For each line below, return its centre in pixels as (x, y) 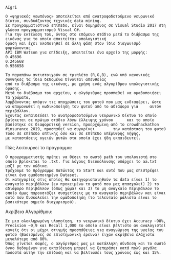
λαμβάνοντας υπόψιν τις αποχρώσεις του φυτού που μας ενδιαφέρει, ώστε (83, 102)
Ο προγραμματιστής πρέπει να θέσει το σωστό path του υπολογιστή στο (81, 157)
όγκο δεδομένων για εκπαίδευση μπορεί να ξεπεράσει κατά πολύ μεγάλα (81, 248)
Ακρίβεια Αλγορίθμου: (29, 212)
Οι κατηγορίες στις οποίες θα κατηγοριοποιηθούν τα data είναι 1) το (81, 180)
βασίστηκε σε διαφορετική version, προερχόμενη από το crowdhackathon (82, 125)
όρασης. (14, 89)
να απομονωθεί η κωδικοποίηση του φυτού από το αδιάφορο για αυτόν (83, 107)
